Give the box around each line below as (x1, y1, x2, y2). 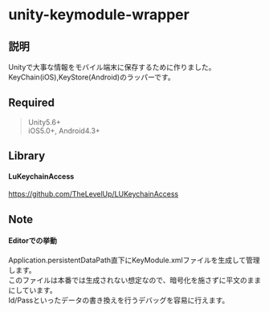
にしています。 (8, 286, 58, 294)
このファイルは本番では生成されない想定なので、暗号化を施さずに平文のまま (8, 275, 262, 285)
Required (8, 96, 55, 110)
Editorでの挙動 (8, 236, 58, 245)
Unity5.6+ (27, 117, 62, 127)
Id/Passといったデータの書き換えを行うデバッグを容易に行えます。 (8, 295, 230, 305)
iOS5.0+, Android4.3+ (27, 126, 100, 136)
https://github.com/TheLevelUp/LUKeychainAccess (8, 189, 179, 199)
